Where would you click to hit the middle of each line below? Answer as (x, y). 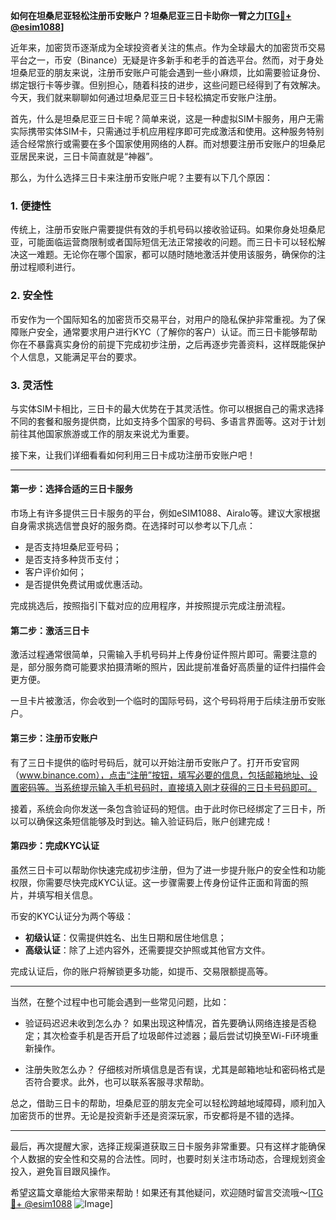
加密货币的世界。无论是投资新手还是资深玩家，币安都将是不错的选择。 (155, 1115)
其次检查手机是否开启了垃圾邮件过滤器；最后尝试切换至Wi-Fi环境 (176, 1035)
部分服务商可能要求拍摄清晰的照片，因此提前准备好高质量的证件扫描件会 (176, 667)
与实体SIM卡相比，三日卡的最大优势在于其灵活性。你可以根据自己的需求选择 (167, 408)
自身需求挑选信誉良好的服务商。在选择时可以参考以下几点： (133, 526)
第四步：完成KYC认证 (55, 846)
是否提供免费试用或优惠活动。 (86, 585)
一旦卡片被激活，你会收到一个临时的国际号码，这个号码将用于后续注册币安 (163, 701)
